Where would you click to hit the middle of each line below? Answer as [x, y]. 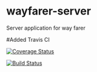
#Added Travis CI [28, 39]
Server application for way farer [46, 28]
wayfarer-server [49, 11]
